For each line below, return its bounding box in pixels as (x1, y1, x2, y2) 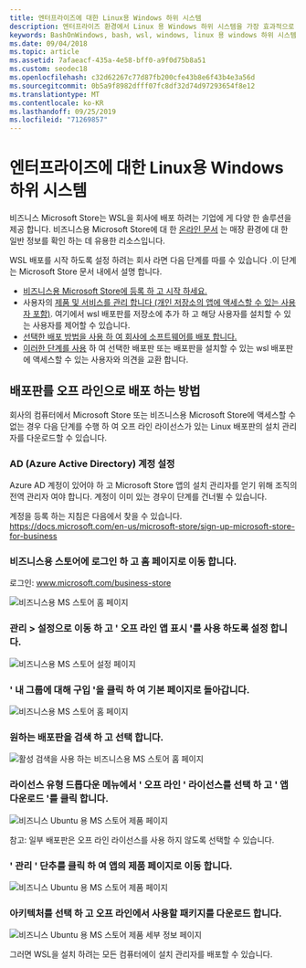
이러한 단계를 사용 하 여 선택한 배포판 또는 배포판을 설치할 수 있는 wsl (22, 343, 269, 354)
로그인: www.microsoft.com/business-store (9, 578, 172, 589)
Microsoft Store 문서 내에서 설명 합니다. (18, 266, 163, 277)
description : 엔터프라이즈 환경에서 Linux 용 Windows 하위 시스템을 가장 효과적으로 (9, 22, 295, 31)
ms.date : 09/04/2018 (9, 38, 89, 48)
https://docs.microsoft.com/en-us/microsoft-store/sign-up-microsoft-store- (9, 521, 295, 532)
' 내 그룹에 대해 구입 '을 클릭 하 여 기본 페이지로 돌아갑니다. (9, 683, 250, 696)
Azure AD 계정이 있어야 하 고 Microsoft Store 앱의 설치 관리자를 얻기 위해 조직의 (9, 480, 298, 491)
